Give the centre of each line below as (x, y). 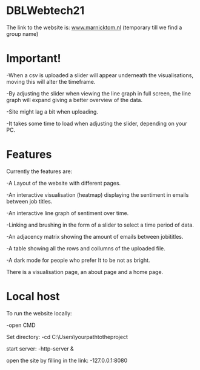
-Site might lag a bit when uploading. (52, 111)
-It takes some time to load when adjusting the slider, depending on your (97, 123)
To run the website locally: (39, 313)
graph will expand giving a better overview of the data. (75, 100)
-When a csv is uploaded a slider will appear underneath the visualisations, (100, 75)
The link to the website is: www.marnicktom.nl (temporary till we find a (94, 27)
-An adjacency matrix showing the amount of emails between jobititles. (95, 236)
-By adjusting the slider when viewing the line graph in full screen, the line (99, 93)
